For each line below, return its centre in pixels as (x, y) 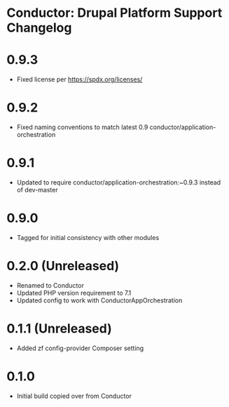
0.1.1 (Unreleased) (60, 329)
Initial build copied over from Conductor (74, 396)
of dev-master (37, 190)
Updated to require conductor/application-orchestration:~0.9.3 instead (119, 182)
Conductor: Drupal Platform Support (114, 13)
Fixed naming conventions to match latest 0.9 (82, 127)
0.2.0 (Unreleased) (63, 266)
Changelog (39, 28)
